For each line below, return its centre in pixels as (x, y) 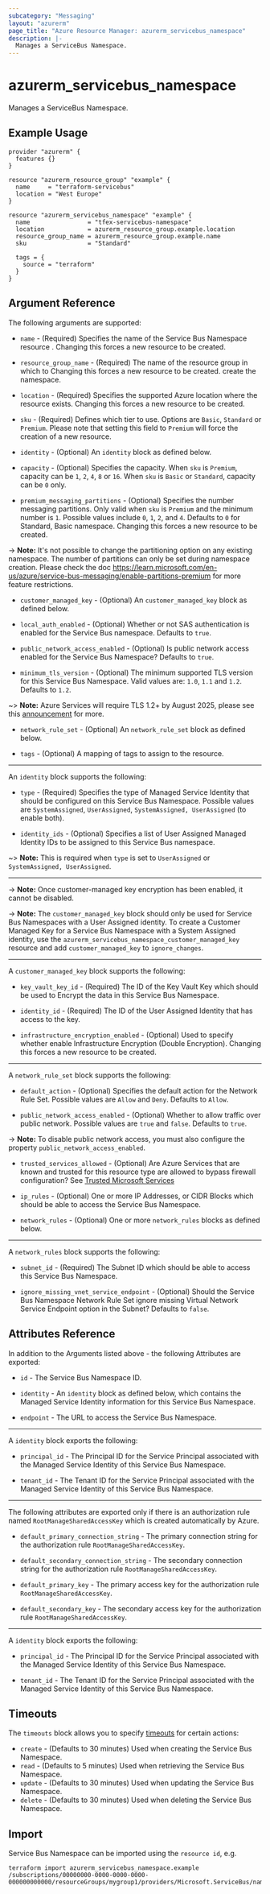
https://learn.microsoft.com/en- (165, 567)
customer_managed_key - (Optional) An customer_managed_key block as (133, 600)
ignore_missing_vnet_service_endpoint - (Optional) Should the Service (137, 1291)
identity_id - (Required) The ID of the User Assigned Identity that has (136, 1011)
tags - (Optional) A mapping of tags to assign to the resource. (122, 753)
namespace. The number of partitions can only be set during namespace (129, 558)
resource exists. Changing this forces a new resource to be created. (132, 403)
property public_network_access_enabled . (77, 1148)
